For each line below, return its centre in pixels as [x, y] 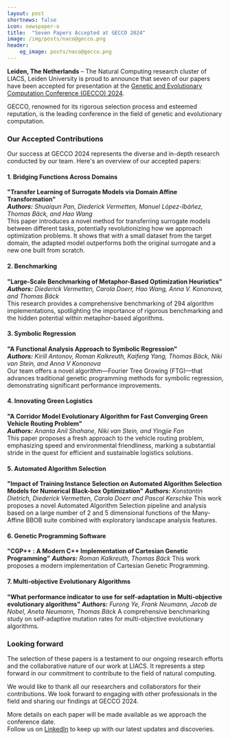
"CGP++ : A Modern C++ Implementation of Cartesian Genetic [98, 551]
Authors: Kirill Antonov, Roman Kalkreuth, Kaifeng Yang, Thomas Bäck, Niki [115, 356]
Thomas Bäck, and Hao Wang [50, 214]
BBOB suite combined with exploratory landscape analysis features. [122, 520]
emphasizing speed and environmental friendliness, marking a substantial [111, 445]
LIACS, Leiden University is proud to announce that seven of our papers [109, 78]
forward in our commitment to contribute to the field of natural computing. [112, 673]
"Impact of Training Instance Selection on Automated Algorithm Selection [114, 484]
